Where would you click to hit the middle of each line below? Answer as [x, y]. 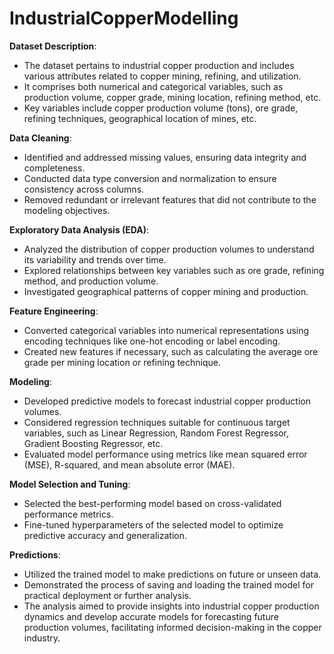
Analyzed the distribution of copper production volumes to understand [169, 249]
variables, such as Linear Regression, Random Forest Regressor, [156, 433]
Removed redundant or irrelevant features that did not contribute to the [170, 199]
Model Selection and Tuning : [70, 484]
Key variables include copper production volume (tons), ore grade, [161, 108]
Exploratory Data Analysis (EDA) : [79, 229]
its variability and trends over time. [95, 259]
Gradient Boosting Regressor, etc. [93, 443]
